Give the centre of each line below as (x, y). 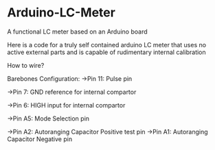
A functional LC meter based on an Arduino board (77, 32)
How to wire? (26, 65)
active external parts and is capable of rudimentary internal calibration (106, 52)
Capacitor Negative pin (40, 139)
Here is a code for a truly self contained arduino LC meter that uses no (107, 45)
